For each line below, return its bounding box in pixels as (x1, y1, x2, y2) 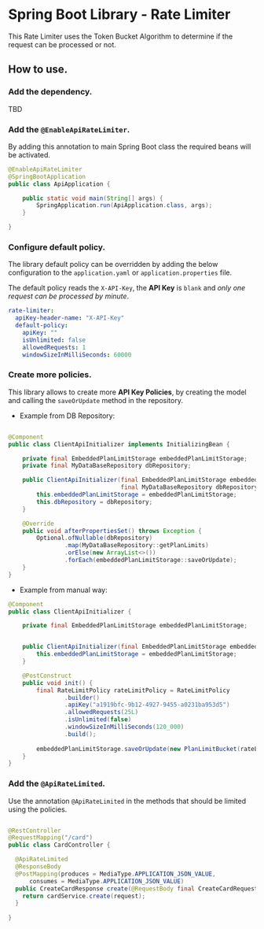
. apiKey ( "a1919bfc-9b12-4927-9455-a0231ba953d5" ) (64, 701, 230, 709)
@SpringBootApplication (8, 172, 86, 180)
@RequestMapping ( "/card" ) (8, 834, 93, 842)
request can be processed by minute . (8, 291, 130, 301)
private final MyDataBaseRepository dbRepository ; (22, 462, 192, 470)
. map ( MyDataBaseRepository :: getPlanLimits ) (64, 542, 210, 550)
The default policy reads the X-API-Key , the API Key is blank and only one (8, 283, 246, 293)
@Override (22, 520, 55, 527)
